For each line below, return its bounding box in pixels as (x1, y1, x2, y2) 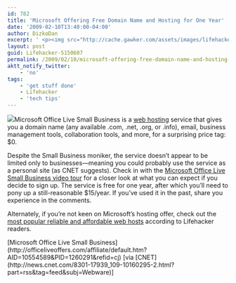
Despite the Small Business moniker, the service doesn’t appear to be (7, 152, 209, 159)
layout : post (7, 43, 46, 50)
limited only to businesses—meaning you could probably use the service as (7, 159, 226, 167)
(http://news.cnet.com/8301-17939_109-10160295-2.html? (7, 261, 175, 269)
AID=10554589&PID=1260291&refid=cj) (7, 254, 122, 261)
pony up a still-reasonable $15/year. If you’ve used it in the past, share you (7, 189, 223, 197)
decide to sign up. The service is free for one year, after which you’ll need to (7, 181, 228, 190)
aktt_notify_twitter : (7, 62, 71, 70)
